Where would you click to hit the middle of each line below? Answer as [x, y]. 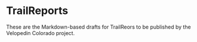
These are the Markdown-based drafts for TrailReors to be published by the [99, 27]
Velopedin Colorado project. [41, 33]
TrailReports [37, 11]
